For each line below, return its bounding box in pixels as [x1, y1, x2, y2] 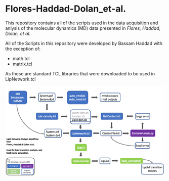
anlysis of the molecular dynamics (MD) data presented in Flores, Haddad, [5, 25, 161, 31]
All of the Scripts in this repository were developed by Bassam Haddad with [5, 40, 163, 46]
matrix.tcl [12, 61, 32, 67]
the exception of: [5, 46, 41, 52]
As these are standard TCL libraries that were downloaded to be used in [5, 70, 155, 76]
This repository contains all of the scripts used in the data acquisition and [5, 20, 158, 26]
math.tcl [12, 55, 30, 61]
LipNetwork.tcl [5, 76, 36, 82]
